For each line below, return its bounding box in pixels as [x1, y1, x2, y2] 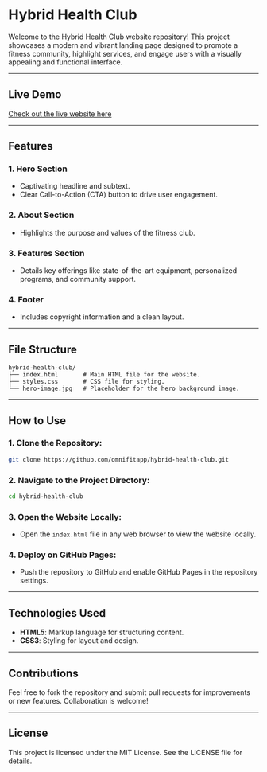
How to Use [8, 414, 67, 427]
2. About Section [8, 209, 75, 220]
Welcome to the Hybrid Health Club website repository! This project [8, 32, 230, 41]
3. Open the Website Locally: [8, 511, 122, 522]
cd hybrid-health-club [8, 493, 83, 501]
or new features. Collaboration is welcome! [8, 696, 149, 706]
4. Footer [8, 294, 44, 305]
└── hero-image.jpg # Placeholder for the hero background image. [8, 384, 240, 393]
